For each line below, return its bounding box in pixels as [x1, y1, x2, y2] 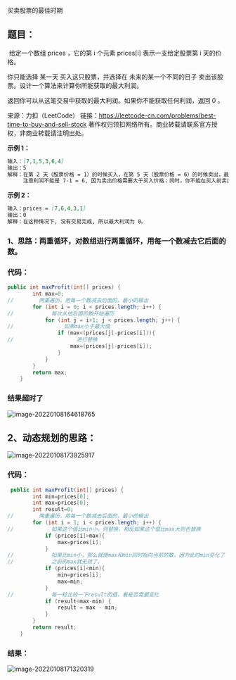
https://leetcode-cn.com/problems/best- [98, 111, 216, 120]
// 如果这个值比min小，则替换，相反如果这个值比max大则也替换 [7, 525, 202, 533]
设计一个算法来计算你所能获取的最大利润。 [19, 81, 143, 89]
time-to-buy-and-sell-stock [7, 120, 87, 128]
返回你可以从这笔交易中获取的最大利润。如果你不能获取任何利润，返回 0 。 [7, 96, 224, 104]
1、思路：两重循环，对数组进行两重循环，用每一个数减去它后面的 [7, 236, 226, 246]
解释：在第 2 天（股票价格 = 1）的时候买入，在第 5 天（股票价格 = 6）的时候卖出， [7, 171, 224, 178]
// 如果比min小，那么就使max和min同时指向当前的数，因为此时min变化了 [7, 552, 225, 559]
